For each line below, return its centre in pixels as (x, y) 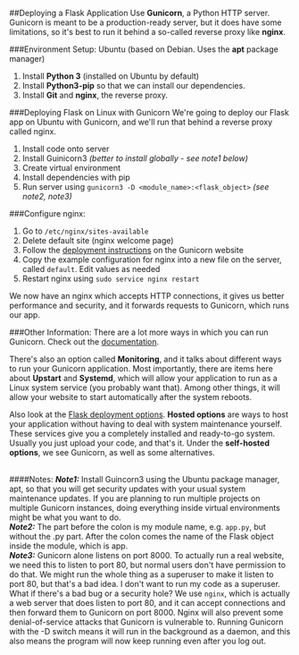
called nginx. (33, 132)
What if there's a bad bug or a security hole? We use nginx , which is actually (149, 593)
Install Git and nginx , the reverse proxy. (95, 95)
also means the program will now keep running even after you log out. (137, 641)
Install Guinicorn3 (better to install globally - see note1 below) (135, 158)
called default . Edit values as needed (91, 269)
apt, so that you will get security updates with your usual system (128, 489)
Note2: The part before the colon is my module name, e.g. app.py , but (137, 527)
